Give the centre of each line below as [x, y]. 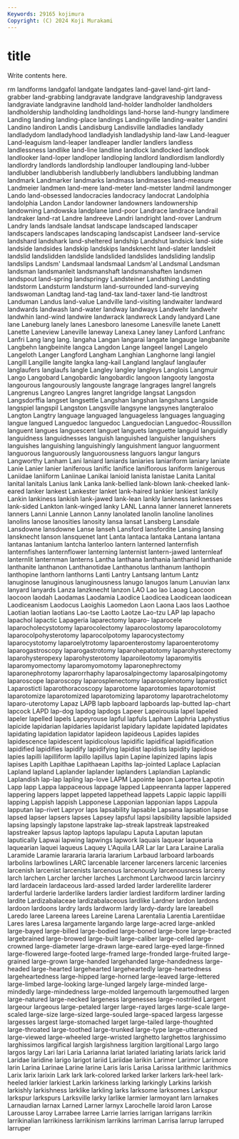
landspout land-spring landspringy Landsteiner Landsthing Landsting [109, 279]
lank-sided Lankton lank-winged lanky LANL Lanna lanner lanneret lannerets [119, 507]
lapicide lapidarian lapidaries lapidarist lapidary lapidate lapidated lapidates [118, 727]
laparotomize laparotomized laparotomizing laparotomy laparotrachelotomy [118, 696]
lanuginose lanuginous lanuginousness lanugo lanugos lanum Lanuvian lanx [119, 582]
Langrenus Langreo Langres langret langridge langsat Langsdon [102, 393]
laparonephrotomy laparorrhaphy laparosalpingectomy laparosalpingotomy [117, 673]
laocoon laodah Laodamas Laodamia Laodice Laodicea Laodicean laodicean [119, 597]
